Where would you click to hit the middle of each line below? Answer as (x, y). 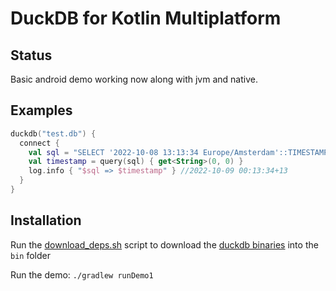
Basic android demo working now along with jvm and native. (134, 79)
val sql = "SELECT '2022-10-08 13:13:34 (113, 152)
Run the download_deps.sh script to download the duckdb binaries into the (164, 244)
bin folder (30, 255)
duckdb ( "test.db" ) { (53, 133)
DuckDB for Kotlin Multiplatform (146, 18)
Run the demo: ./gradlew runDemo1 (82, 274)
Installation (46, 220)
